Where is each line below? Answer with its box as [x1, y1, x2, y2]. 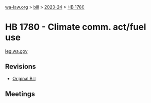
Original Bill [12, 75, 36, 81]
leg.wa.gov [5, 48, 28, 54]
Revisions [5, 63, 36, 71]
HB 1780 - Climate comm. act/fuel [5, 22, 147, 33]
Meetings [5, 90, 36, 98]
